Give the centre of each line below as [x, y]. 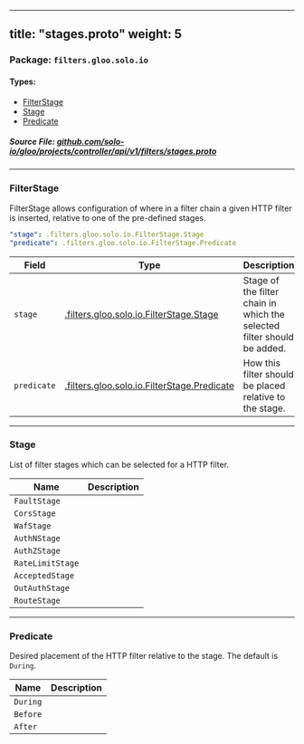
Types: [23, 81]
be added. [265, 348]
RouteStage [37, 600]
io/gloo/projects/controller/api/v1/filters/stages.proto [113, 151]
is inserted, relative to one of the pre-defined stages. [108, 217]
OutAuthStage [42, 588]
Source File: [33, 142]
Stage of [261, 280]
